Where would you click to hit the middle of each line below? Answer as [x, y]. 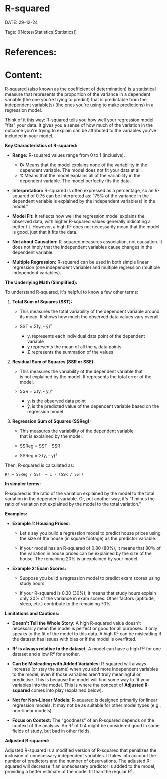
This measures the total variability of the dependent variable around [89, 311]
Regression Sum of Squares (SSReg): [52, 421]
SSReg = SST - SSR [40, 446]
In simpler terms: [23, 484]
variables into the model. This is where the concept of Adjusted [78, 685]
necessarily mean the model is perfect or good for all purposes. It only [84, 628]
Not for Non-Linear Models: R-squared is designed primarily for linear [85, 700]
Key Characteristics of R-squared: [41, 146]
